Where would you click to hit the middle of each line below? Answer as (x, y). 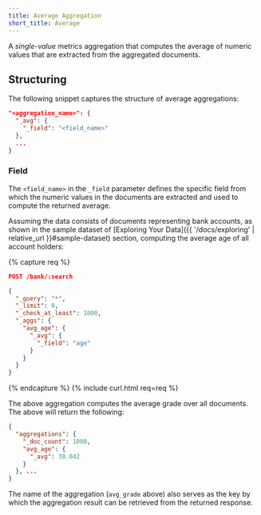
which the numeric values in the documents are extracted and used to (123, 197)
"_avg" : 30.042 (55, 457)
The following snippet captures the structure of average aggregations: (124, 99)
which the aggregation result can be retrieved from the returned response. (130, 503)
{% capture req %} (39, 261)
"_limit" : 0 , (37, 306)
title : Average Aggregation (55, 16)
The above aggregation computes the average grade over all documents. (129, 404)
